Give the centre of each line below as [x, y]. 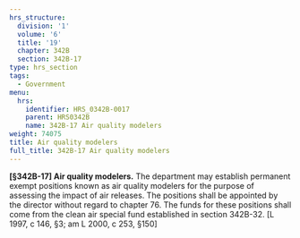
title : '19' [40, 42]
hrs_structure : [38, 17]
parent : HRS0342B [58, 117]
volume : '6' [40, 34]
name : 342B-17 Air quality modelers [94, 126]
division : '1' [43, 26]
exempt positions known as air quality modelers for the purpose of [132, 185]
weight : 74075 [36, 134]
